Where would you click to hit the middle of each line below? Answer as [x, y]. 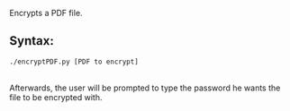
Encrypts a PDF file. [46, 13]
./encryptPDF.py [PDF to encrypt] [74, 62]
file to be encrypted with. [56, 97]
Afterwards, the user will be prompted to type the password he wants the [145, 88]
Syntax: [32, 41]
